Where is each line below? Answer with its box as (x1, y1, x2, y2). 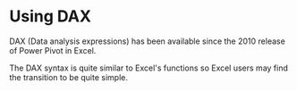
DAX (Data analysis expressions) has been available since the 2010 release (9, 36, 286, 46)
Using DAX (9, 6, 92, 27)
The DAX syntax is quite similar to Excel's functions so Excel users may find (9, 62, 289, 73)
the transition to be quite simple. (9, 71, 128, 82)
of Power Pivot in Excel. (9, 45, 97, 55)
